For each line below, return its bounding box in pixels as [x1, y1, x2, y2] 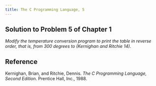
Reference [5, 57, 38, 66]
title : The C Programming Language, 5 [5, 7, 85, 12]
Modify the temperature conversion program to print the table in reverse [5, 38, 152, 44]
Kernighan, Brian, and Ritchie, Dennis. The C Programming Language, [5, 70, 147, 76]
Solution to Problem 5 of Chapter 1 [5, 25, 112, 34]
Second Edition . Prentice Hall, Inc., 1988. [5, 76, 88, 82]
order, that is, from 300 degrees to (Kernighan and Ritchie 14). [5, 43, 131, 49]
